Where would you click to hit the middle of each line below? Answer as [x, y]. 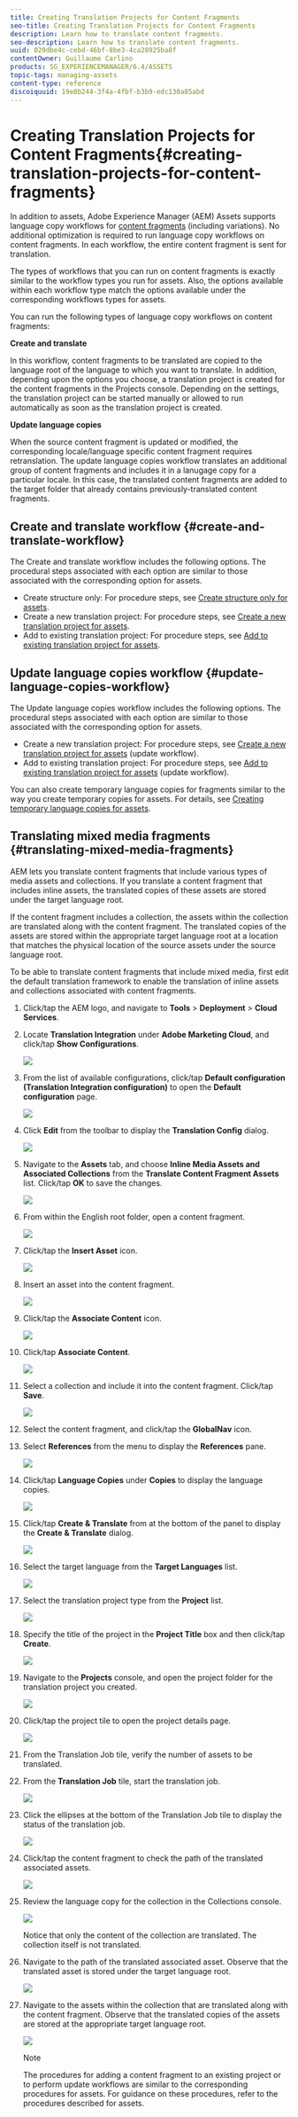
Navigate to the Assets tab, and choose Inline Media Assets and [141, 1164]
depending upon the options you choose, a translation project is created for [148, 380]
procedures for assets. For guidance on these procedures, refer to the [150, 2093]
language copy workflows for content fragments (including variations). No [145, 226]
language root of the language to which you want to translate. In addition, [144, 370]
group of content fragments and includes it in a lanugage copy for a [133, 470]
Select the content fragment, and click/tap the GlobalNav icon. [138, 1429]
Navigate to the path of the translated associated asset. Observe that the [155, 1962]
